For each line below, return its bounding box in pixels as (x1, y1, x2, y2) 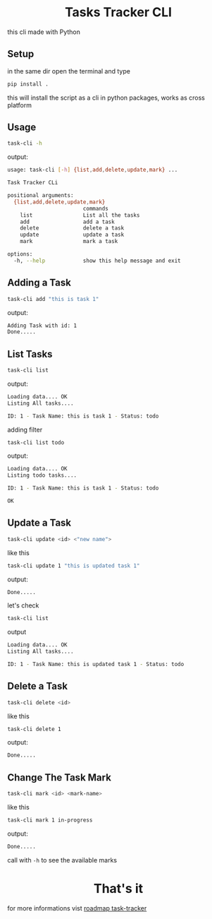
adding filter (7, 425, 43, 434)
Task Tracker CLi (7, 179, 58, 186)
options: (7, 251, 33, 258)
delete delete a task (20, 225, 125, 232)
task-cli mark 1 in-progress (7, 817, 93, 824)
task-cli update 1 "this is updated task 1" (7, 562, 140, 569)
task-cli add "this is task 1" (7, 295, 99, 302)
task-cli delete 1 (7, 725, 61, 733)
